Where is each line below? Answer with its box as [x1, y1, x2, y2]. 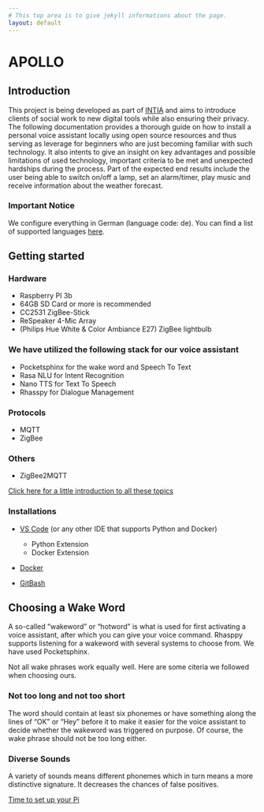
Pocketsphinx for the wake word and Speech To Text [19, 362, 191, 372]
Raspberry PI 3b [19, 291, 73, 301]
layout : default [8, 19, 61, 27]
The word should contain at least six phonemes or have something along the [8, 708, 257, 718]
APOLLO [8, 53, 65, 71]
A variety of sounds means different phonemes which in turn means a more [8, 771, 254, 781]
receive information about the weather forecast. [8, 181, 164, 190]
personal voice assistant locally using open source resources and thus [8, 130, 237, 140]
